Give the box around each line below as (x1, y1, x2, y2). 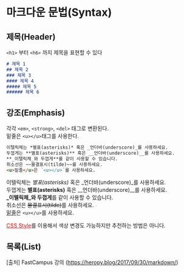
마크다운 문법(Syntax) (6, 5, 112, 19)
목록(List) (6, 241, 41, 252)
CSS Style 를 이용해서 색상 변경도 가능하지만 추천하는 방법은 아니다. (6, 222, 166, 229)
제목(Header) (6, 32, 56, 42)
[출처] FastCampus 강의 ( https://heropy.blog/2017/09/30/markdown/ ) (6, 259, 179, 266)
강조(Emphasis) (6, 107, 66, 118)
